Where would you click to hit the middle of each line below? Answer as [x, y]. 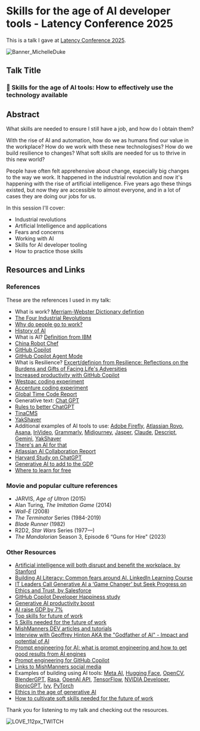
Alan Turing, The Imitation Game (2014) [63, 505]
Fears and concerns [39, 232]
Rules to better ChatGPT [45, 407]
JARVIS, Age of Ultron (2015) [50, 499]
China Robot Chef [37, 343]
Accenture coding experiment [51, 388]
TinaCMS [26, 413]
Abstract [23, 114]
